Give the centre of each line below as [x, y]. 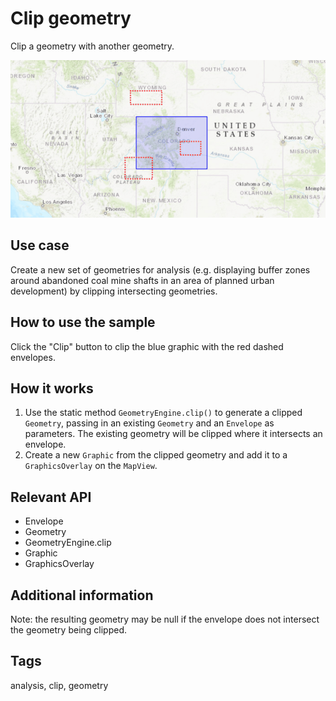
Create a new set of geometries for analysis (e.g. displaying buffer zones [160, 269]
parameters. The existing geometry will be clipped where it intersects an [173, 434]
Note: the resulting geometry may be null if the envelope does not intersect [165, 619]
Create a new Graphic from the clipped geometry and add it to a [156, 455]
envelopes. [33, 357]
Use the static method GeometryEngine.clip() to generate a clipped [163, 413]
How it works [52, 388]
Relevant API [51, 497]
